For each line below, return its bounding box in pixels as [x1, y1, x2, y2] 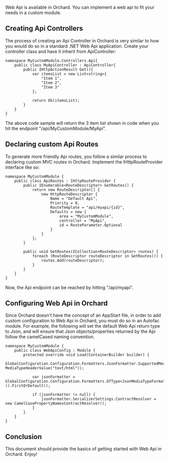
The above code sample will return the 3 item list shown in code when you [5, 120, 159, 126]
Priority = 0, [50, 200, 80, 206]
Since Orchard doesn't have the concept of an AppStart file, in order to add [5, 313, 161, 319]
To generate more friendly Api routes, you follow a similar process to [5, 153, 147, 160]
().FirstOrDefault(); [5, 383, 51, 388]
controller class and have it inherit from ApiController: [5, 48, 116, 55]
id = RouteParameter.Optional [59, 222, 123, 228]
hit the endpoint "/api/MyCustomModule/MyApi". [5, 125, 107, 131]
